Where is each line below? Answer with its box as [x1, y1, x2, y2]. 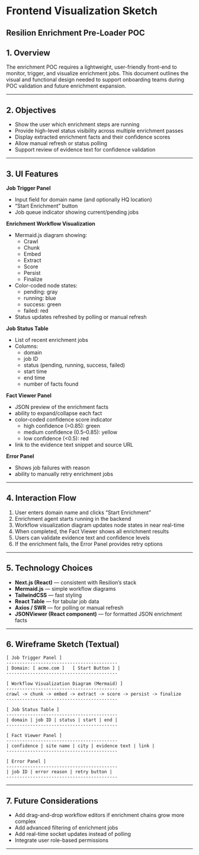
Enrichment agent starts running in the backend [14, 515, 131, 522]
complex [14, 818, 36, 825]
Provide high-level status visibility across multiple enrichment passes [14, 127, 184, 135]
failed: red [23, 307, 49, 315]
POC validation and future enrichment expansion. [6, 82, 126, 89]
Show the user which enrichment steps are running [14, 121, 140, 128]
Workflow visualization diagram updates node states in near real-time [14, 521, 185, 529]
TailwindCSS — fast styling [14, 591, 82, 598]
